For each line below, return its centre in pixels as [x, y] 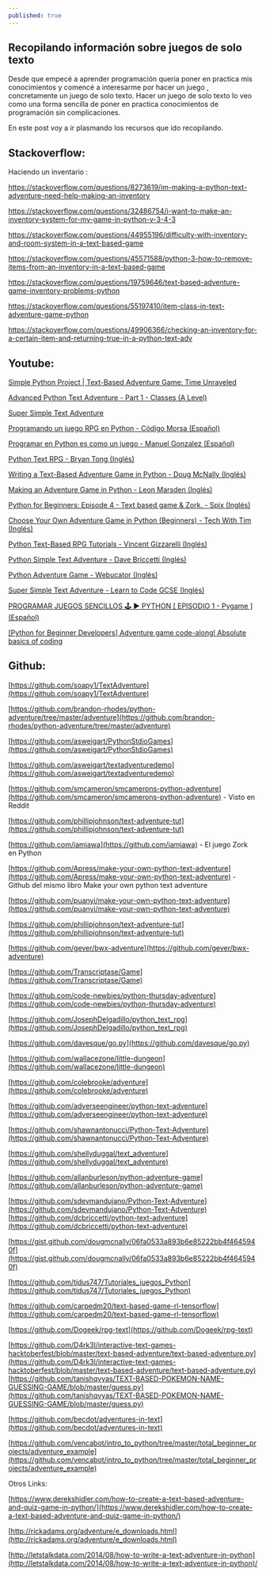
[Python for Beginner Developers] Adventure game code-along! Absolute [127, 633]
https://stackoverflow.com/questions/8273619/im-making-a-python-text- [128, 188]
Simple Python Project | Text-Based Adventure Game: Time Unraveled [123, 383]
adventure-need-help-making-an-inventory [79, 196]
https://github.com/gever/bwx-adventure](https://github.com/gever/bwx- [130, 948]
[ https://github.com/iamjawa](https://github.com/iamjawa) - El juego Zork [128, 844]
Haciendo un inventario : [48, 172]
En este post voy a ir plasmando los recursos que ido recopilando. [116, 128]
